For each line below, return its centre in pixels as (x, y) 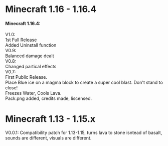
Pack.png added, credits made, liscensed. (49, 98)
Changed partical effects (31, 67)
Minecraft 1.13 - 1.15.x (50, 119)
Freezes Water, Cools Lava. (33, 93)
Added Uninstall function (31, 45)
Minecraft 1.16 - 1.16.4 (51, 9)
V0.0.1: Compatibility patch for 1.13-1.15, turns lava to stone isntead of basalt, (84, 133)
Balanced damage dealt (30, 56)
